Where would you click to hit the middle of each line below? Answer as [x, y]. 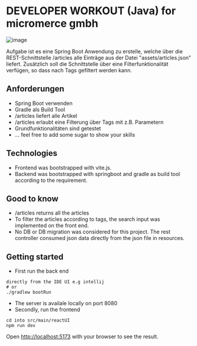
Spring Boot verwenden [43, 103]
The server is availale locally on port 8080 [66, 303]
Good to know [32, 199]
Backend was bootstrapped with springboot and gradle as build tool [97, 174]
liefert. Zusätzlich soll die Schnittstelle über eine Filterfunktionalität [87, 64]
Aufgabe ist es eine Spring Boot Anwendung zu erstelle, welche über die [95, 51]
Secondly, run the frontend [47, 310]
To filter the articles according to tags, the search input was [87, 219]
